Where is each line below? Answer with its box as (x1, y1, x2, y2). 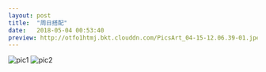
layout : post (8, 11, 51, 20)
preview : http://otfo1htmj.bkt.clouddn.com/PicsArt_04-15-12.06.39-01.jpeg (8, 33, 264, 42)
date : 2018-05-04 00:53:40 (8, 26, 104, 34)
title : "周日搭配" (8, 19, 68, 27)
